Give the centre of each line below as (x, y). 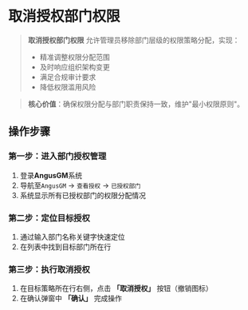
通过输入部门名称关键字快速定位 (72, 236)
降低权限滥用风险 (68, 87)
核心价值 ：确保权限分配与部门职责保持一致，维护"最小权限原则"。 (136, 104)
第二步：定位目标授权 (49, 218)
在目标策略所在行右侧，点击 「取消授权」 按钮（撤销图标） (116, 288)
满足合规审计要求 (68, 77)
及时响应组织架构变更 (75, 67)
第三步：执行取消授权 (49, 269)
